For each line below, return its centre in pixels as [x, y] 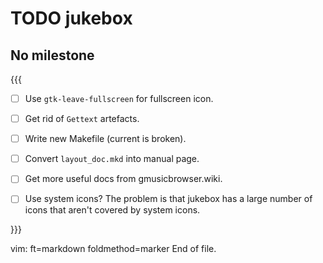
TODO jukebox [71, 18]
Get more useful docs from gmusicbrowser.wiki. [123, 179]
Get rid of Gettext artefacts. [82, 119]
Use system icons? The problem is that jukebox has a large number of [168, 199]
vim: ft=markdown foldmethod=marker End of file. [113, 249]
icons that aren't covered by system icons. [112, 210]
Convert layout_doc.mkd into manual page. [112, 159]
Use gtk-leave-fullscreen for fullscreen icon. [119, 98]
